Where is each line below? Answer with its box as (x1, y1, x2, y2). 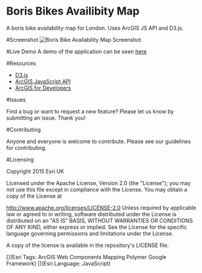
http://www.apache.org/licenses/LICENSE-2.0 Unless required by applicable (6, 204, 197, 211)
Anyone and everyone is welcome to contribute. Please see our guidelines (6, 138, 191, 145)
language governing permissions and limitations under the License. (6, 229, 174, 237)
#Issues (6, 96, 26, 103)
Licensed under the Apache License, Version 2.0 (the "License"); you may (6, 179, 191, 186)
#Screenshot (6, 36, 39, 43)
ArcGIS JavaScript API (15, 78, 71, 85)
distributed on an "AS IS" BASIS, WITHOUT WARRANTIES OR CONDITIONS (6, 217, 194, 224)
